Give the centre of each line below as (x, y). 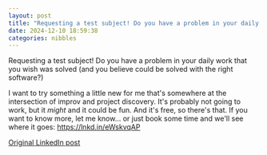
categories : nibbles (43, 38)
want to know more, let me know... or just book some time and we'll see (126, 119)
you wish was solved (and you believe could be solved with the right (121, 70)
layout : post (30, 16)
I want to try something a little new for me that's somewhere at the (118, 93)
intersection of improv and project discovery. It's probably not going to (125, 101)
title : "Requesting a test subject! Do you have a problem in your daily (134, 23)
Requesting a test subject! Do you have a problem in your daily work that (128, 61)
